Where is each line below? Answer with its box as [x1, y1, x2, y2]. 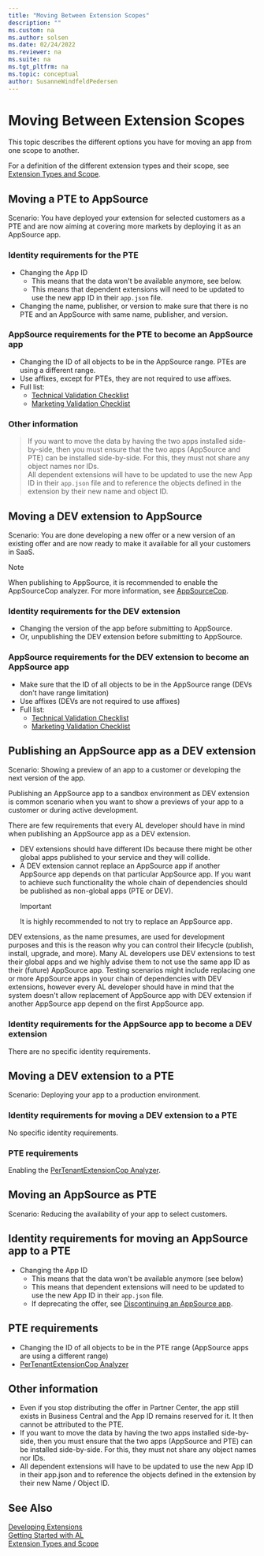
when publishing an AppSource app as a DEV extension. [8, 829, 191, 839]
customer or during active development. [8, 806, 139, 815]
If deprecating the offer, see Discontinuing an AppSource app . [31, 1298, 233, 1308]
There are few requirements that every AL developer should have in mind [8, 821, 246, 830]
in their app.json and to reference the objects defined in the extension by [19, 1470, 256, 1480]
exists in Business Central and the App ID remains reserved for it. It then [19, 1412, 254, 1421]
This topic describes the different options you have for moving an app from [8, 137, 252, 147]
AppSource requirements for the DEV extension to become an [8, 652, 250, 663]
